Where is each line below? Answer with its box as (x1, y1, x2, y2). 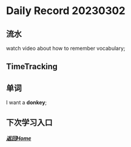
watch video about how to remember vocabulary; (6, 45, 126, 52)
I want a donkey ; (6, 99, 47, 106)
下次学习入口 (6, 117, 53, 127)
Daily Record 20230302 (6, 4, 126, 18)
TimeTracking (6, 61, 58, 71)
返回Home (6, 135, 32, 142)
